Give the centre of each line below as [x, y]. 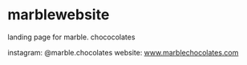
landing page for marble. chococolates [71, 37]
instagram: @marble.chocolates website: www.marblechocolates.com [123, 52]
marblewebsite [59, 15]
